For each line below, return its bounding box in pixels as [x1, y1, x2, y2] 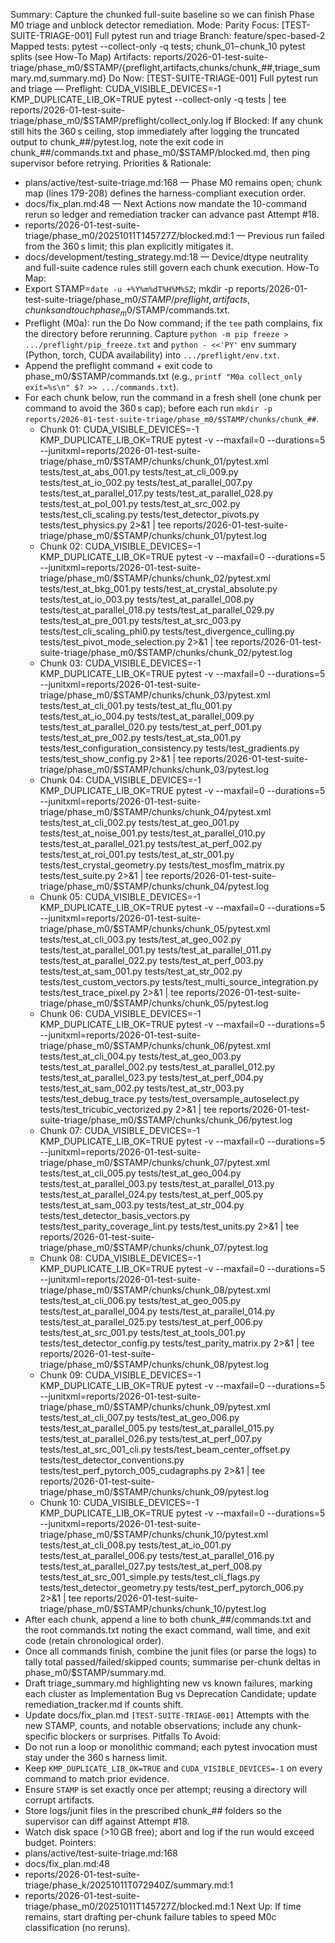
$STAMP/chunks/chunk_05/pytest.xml [112, 922, 271, 934]
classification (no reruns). [24, 1921, 131, 1933]
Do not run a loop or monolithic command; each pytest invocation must [24, 1740, 318, 1753]
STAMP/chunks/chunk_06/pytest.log [141, 1114, 293, 1126]
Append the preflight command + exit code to [24, 359, 213, 371]
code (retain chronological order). [24, 1634, 165, 1646]
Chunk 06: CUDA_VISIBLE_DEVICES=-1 [39, 1007, 202, 1019]
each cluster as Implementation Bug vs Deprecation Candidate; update [24, 1687, 317, 1699]
